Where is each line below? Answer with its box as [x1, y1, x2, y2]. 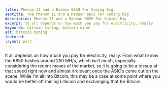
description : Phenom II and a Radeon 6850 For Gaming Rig [5, 16, 127, 21]
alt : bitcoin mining [5, 30, 48, 35]
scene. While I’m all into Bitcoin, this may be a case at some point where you [5, 73, 160, 79]
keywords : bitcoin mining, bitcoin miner [5, 25, 92, 30]
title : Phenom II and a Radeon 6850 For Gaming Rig [5, 7, 113, 12]
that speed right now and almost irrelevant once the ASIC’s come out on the [5, 68, 159, 74]
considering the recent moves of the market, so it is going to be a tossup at [5, 63, 158, 68]
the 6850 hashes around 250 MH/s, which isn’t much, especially [5, 57, 136, 64]
